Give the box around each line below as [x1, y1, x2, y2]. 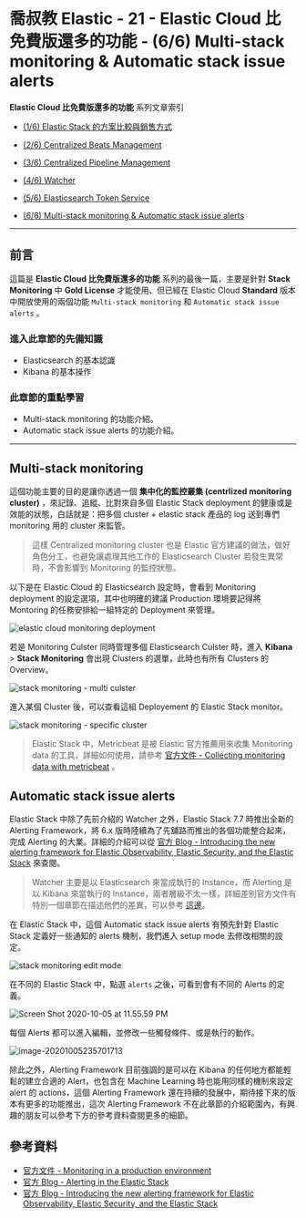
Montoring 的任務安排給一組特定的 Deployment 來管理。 [9, 604, 220, 615]
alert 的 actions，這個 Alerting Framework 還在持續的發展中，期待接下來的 [9, 1087, 289, 1098]
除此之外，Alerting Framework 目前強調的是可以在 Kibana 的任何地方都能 [9, 1064, 284, 1075]
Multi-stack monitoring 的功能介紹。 [22, 414, 158, 425]
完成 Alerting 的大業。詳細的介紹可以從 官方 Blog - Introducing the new [9, 836, 276, 847]
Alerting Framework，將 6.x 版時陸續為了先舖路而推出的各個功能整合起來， [9, 824, 291, 835]
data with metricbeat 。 [31, 761, 120, 772]
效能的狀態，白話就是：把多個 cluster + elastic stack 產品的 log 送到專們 [9, 509, 280, 520]
